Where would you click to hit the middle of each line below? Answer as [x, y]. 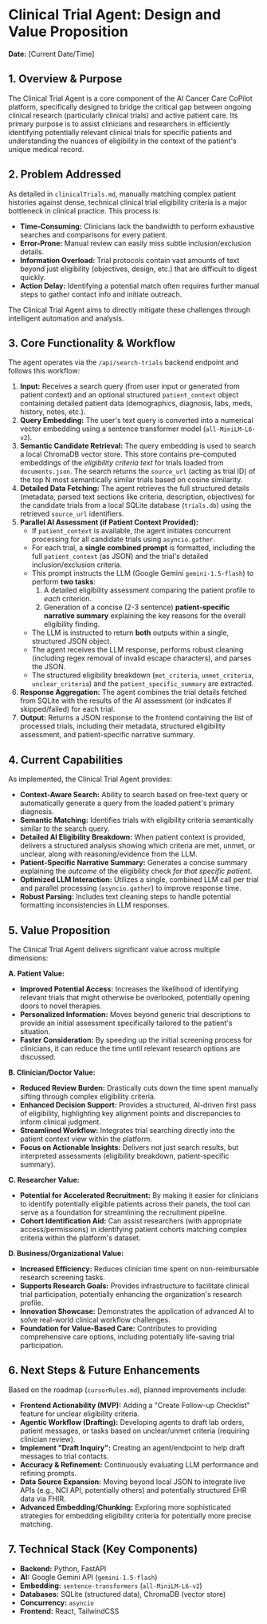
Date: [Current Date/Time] [51, 54]
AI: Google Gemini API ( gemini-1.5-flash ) [88, 1577]
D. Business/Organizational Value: [66, 1253]
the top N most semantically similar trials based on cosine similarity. [131, 480]
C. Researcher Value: [44, 1180]
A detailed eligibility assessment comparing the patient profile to [149, 590]
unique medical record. [46, 149]
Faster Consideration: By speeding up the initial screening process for [136, 1040]
